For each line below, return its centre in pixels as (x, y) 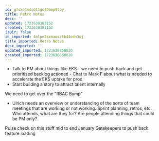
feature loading (20, 133)
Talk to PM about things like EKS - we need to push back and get (77, 69)
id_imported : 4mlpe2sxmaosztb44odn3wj (44, 37)
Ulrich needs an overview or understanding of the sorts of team (76, 103)
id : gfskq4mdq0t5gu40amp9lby (35, 10)
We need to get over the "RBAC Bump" (44, 94)
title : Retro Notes (25, 14)
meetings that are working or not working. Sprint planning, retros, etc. (82, 108)
